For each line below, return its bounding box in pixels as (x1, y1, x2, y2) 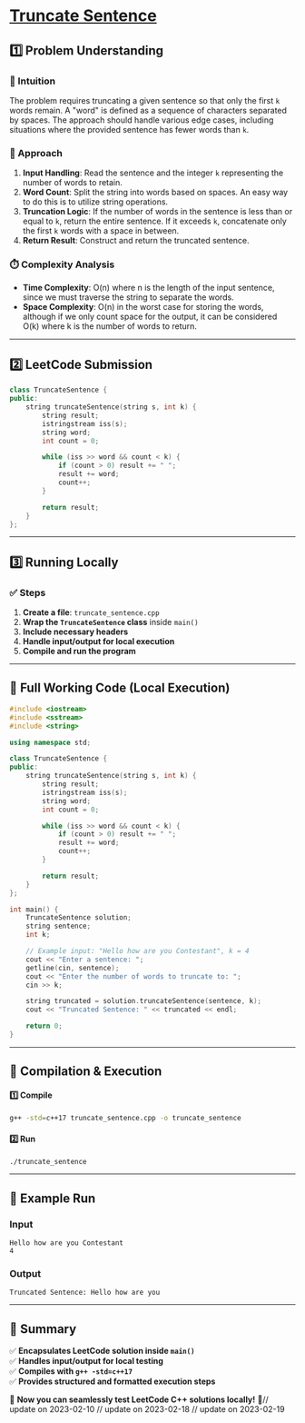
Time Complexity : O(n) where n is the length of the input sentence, (22, 283, 275, 294)
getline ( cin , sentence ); (25, 963, 120, 972)
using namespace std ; (9, 738, 92, 747)
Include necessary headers (22, 626, 129, 637)
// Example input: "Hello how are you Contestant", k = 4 (25, 947, 250, 956)
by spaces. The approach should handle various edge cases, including (9, 114, 274, 125)
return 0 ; (25, 1021, 64, 1031)
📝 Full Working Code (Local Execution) (9, 681, 231, 696)
